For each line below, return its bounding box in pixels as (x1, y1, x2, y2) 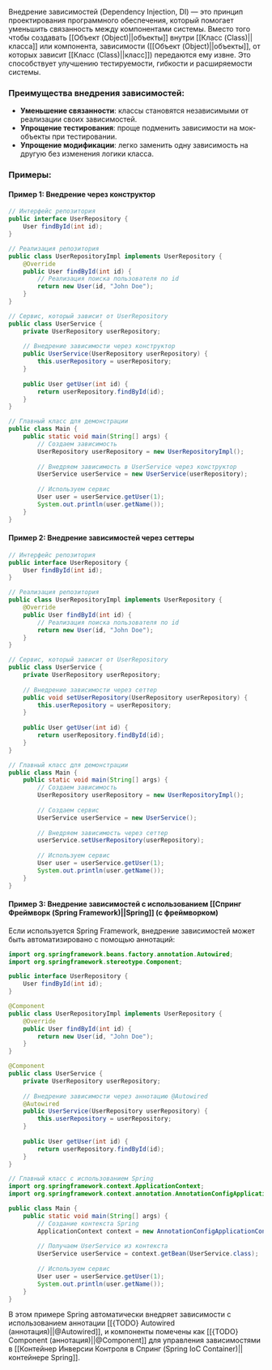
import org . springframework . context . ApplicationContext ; (8, 1183, 205, 1191)
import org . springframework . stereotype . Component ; (8, 958, 183, 966)
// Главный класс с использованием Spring (8, 1174, 154, 1183)
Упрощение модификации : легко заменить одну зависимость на (19, 140, 249, 150)
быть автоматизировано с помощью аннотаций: (8, 934, 176, 944)
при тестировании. (52, 131, 117, 141)
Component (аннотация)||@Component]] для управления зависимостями (8, 1335, 261, 1346)
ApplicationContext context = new (37, 1227, 154, 1235)
